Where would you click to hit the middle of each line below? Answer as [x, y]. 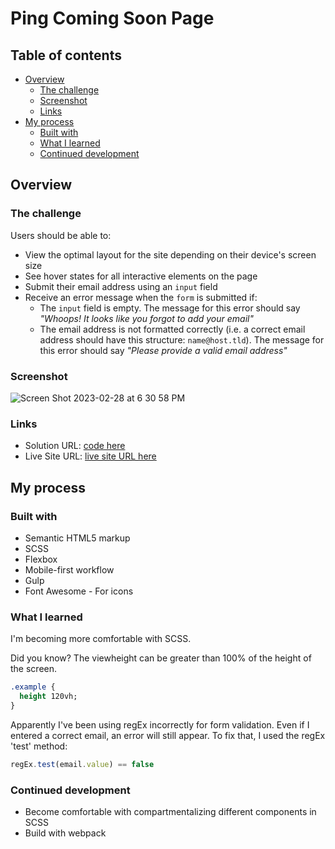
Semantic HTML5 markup [77, 538]
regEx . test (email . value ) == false [82, 764]
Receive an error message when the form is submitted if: [141, 297]
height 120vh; [48, 697]
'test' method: [39, 746]
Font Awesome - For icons [79, 591]
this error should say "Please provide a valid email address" [163, 350]
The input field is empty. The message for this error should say [170, 308]
